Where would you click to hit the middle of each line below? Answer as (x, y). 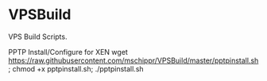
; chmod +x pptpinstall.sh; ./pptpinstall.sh (76, 68)
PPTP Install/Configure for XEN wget (68, 52)
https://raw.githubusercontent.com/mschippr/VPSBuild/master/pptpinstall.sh (133, 60)
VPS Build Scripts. (38, 37)
